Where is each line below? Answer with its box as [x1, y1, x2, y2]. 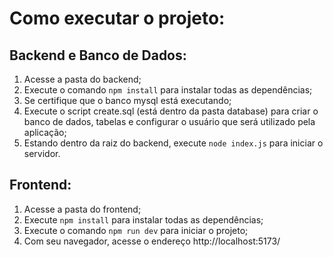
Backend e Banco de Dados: [9, 47, 187, 64]
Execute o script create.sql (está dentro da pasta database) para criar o [23, 105, 319, 117]
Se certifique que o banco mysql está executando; [23, 95, 232, 106]
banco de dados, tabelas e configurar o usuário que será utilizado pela [23, 116, 316, 127]
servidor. [23, 148, 61, 159]
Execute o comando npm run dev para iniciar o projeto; [23, 224, 249, 236]
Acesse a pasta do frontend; [23, 203, 142, 215]
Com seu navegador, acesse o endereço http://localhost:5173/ [23, 235, 281, 247]
